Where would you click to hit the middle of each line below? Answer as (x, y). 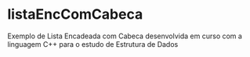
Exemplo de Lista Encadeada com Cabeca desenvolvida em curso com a (125, 36)
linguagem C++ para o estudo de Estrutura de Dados (93, 44)
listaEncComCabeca (75, 14)
